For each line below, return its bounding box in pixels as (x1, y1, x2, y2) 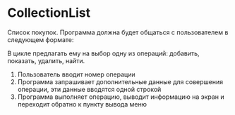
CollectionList (7, 5, 91, 21)
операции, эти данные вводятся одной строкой (17, 85, 162, 93)
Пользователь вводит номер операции (17, 70, 135, 79)
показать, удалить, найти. (7, 56, 85, 65)
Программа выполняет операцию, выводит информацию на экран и (17, 93, 224, 101)
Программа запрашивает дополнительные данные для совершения (17, 77, 224, 86)
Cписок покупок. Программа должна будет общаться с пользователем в (7, 28, 229, 36)
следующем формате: (7, 35, 74, 43)
